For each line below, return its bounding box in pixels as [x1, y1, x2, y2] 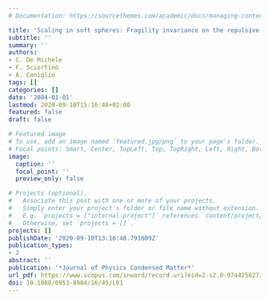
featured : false [8, 108, 62, 116]
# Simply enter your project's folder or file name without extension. [8, 204, 260, 212]
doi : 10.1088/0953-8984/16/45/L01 [8, 278, 124, 287]
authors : [8, 49, 38, 57]
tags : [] [8, 78, 38, 87]
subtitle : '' [8, 34, 52, 42]
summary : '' [8, 41, 48, 49]
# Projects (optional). [8, 189, 88, 197]
